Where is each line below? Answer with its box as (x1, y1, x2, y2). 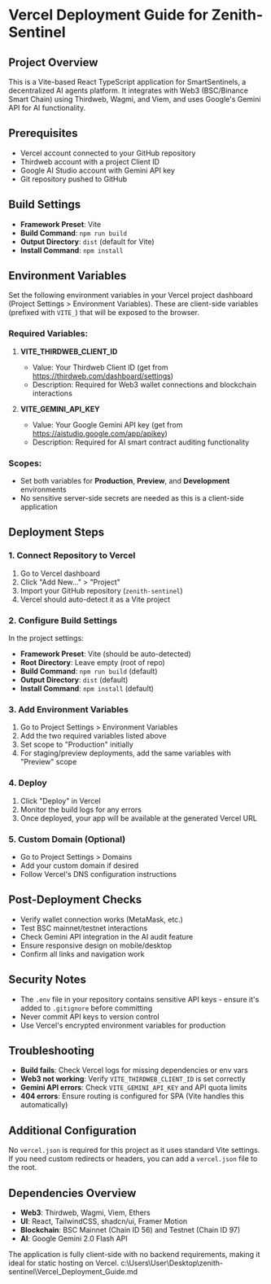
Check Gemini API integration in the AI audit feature (20, 931, 194, 941)
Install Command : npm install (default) (20, 684, 155, 694)
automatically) (20, 1100, 68, 1110)
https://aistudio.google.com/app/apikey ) (32, 428, 168, 438)
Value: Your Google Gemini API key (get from (32, 419, 183, 429)
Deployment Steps (8, 525, 104, 539)
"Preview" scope (20, 757, 77, 767)
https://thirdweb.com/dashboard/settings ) (32, 370, 173, 380)
